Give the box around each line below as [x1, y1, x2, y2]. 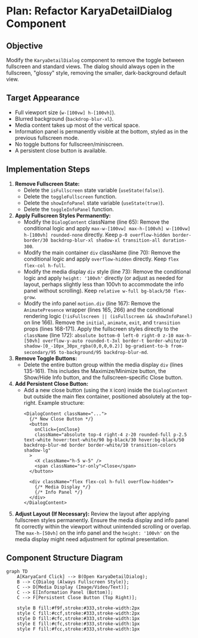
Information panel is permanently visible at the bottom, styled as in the [14, 127, 188, 135]
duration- [162, 237, 187, 243]
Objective [6, 41, 44, 51]
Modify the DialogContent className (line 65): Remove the [23, 218, 169, 225]
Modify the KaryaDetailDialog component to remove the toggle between [6, 57, 185, 63]
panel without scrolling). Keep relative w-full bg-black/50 [23, 287, 171, 294]
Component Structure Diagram [6, 553, 123, 563]
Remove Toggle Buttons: [14, 355, 78, 362]
